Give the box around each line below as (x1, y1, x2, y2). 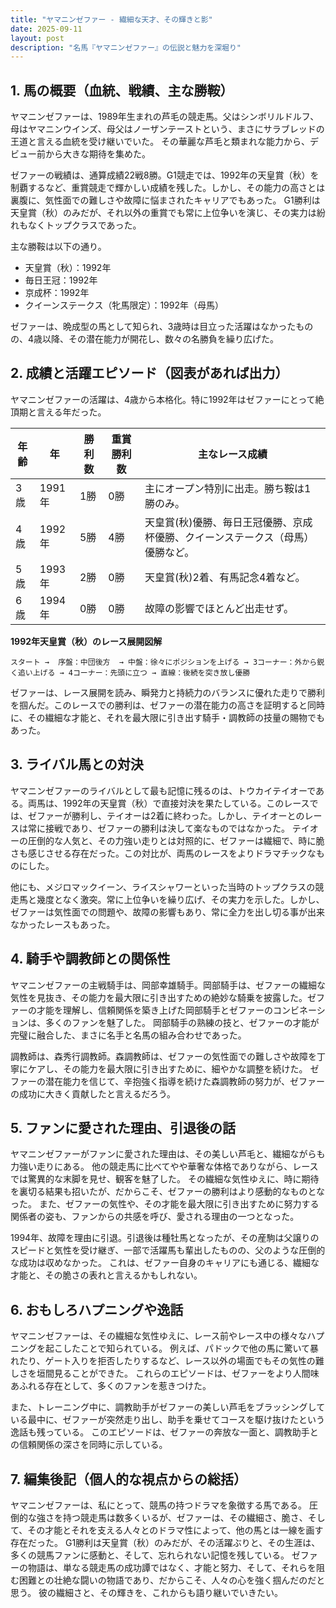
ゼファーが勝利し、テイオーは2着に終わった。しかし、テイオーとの (27, 809, 305, 821)
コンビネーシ (272, 1004, 326, 1016)
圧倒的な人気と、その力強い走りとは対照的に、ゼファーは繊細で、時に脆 (27, 834, 325, 846)
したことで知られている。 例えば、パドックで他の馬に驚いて (62, 1342, 311, 1355)
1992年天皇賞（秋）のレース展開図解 (10, 635, 163, 647)
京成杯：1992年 (24, 287, 90, 299)
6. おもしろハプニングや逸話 (10, 1301, 184, 1318)
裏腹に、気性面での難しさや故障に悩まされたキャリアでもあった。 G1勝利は (10, 194, 321, 206)
